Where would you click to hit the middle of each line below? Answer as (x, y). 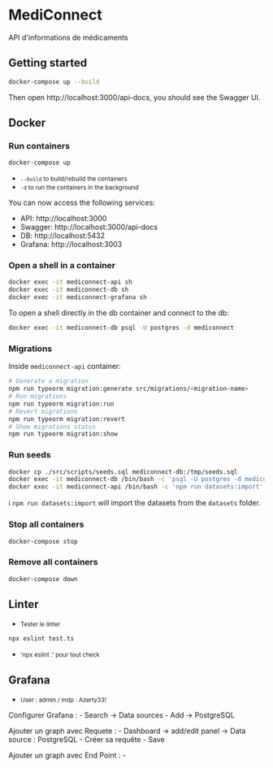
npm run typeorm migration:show (63, 434)
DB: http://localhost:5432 (63, 236)
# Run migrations (38, 397)
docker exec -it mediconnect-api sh (70, 282)
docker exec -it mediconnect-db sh (69, 290)
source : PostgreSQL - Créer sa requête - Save (87, 740)
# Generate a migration (49, 381)
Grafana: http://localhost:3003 (71, 245)
